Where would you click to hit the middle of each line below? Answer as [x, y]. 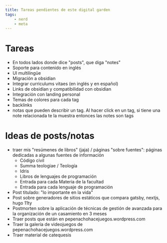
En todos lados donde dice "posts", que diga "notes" [67, 63]
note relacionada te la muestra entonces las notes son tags [73, 116]
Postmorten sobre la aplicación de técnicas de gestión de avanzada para [87, 208]
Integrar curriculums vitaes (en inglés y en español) [65, 84]
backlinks [22, 105]
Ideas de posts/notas [50, 136]
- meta [21, 24]
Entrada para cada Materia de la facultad [62, 182]
